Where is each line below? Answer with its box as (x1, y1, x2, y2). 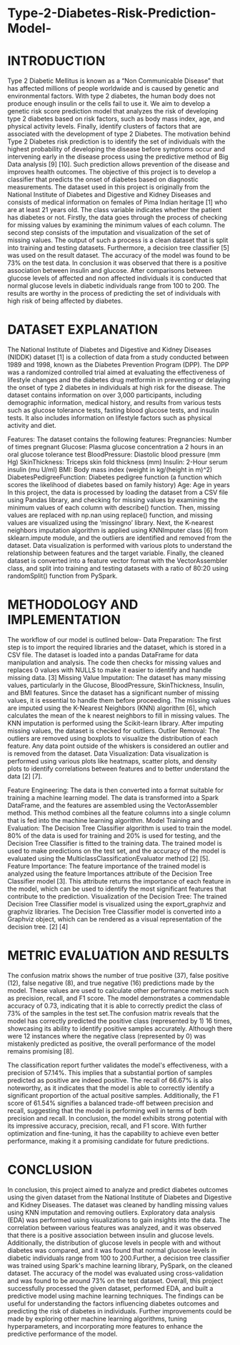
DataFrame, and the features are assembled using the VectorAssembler (7, 801, 218, 809)
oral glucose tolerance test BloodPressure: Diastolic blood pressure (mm (7, 450, 221, 459)
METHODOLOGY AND (7, 596, 139, 613)
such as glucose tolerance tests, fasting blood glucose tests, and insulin (7, 406, 220, 415)
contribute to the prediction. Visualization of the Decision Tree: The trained (7, 892, 227, 901)
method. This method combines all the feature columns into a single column (7, 809, 231, 817)
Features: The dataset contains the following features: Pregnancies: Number (7, 435, 232, 444)
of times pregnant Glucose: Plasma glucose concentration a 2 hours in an (7, 443, 224, 451)
